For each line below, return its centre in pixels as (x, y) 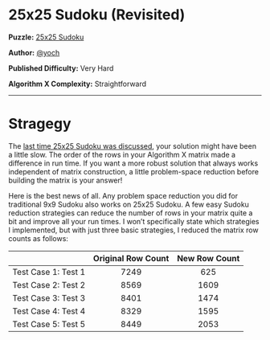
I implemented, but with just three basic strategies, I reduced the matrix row (133, 230)
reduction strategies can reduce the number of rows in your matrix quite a (131, 213)
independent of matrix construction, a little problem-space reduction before (134, 171)
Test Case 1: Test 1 (49, 272)
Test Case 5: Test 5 (49, 324)
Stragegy (40, 124)
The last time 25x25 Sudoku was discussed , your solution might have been (133, 145)
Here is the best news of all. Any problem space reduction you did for (123, 195)
